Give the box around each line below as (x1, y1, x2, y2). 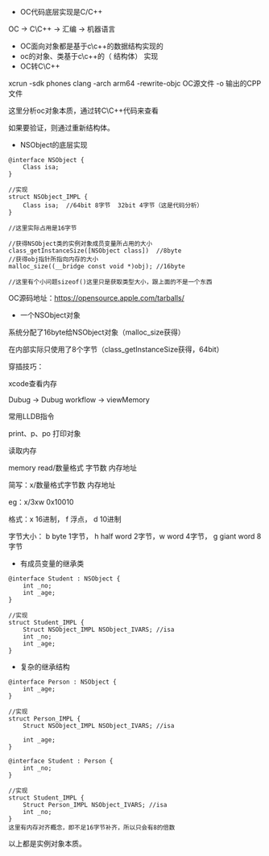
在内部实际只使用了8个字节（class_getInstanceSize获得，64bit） (8, 345, 224, 354)
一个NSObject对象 (19, 310, 81, 320)
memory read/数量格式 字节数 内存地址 (8, 463, 138, 472)
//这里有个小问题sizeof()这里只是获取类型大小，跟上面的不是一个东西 (8, 278, 213, 286)
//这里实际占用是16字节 (8, 224, 77, 232)
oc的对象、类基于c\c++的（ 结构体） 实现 (19, 52, 159, 60)
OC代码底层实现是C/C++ (19, 7, 103, 16)
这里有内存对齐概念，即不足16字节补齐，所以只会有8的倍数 (8, 824, 176, 832)
